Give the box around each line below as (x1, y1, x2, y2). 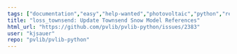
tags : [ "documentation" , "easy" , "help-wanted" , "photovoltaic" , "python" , (7, 10, 222, 18)
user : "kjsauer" (7, 29, 55, 37)
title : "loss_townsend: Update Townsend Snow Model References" (7, 17, 200, 24)
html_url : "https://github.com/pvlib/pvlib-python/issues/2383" (7, 23, 200, 30)
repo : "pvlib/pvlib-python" (7, 36, 90, 43)
